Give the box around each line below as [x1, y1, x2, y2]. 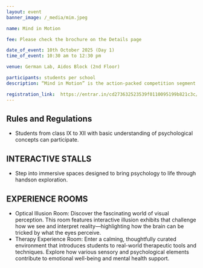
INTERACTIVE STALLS [6, 154, 92, 164]
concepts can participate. [14, 136, 79, 143]
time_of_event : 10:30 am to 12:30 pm [6, 53, 101, 59]
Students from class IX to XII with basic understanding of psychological [14, 129, 193, 137]
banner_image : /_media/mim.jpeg [6, 15, 88, 21]
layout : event [6, 8, 42, 15]
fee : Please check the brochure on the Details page [6, 36, 142, 42]
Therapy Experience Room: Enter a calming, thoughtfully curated [14, 235, 176, 243]
